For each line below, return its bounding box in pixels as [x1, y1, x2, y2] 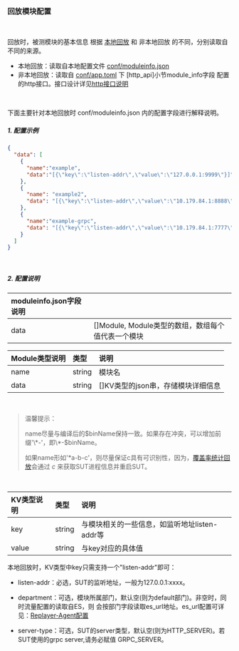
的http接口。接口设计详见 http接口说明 [17, 80, 129, 88]
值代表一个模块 [93, 332, 144, 342]
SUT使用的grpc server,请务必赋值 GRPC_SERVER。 [17, 635, 168, 644]
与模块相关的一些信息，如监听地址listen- [81, 519, 218, 529]
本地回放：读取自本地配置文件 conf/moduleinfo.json [17, 62, 169, 71]
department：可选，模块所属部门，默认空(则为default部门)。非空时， [17, 593, 221, 602]
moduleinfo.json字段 [11, 296, 82, 306]
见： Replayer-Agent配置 [17, 611, 89, 620]
